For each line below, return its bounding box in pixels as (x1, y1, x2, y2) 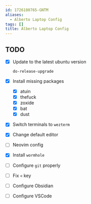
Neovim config (12, 142, 43, 148)
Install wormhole (12, 152, 44, 158)
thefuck (20, 94, 36, 100)
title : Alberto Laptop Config (5, 26, 69, 32)
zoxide (20, 100, 34, 106)
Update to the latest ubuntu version (12, 59, 86, 65)
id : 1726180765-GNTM (5, 7, 49, 13)
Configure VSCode (12, 193, 52, 199)
